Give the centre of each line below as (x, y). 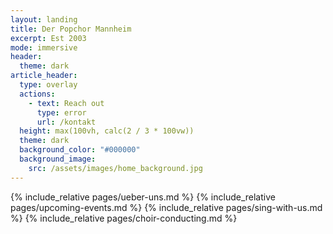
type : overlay (48, 85)
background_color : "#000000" (80, 150)
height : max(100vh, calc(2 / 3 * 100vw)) (107, 131)
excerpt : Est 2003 (48, 38)
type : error (61, 112)
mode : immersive (44, 47)
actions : (37, 94)
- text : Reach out (66, 103)
